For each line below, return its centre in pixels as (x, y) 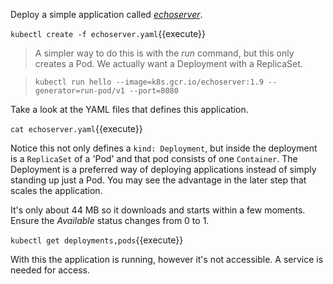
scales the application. (56, 190)
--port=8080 (154, 91)
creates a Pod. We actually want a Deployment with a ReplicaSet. (168, 63)
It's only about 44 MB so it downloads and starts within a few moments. (158, 210)
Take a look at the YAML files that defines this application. (129, 109)
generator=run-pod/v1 (79, 91)
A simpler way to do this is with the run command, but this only (164, 53)
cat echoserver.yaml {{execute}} (76, 128)
